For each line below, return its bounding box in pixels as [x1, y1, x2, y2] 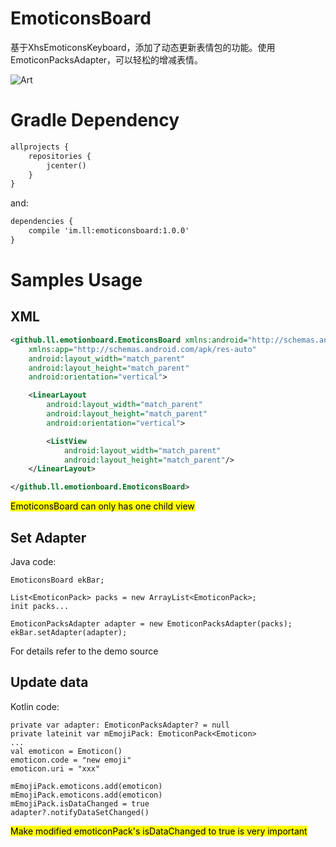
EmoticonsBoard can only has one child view [10, 500, 195, 512]
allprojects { [10, 142, 70, 152]
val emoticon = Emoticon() [10, 746, 123, 756]
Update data [10, 674, 89, 691]
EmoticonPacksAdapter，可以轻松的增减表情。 [10, 53, 204, 66]
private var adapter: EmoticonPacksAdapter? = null [10, 720, 230, 730]
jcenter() [46, 160, 87, 171]
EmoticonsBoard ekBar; [10, 575, 105, 585]
